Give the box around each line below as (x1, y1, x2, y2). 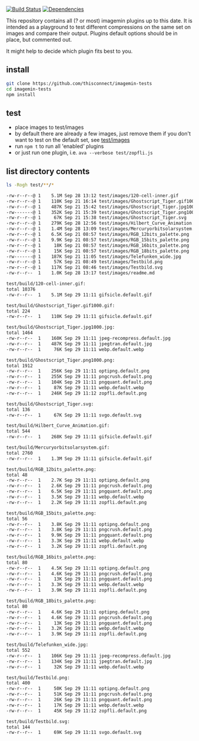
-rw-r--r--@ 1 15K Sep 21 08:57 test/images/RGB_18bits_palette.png (6, 248, 190, 254)
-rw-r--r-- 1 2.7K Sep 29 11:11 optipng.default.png (6, 477, 150, 484)
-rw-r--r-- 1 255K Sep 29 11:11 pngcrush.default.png (6, 374, 152, 380)
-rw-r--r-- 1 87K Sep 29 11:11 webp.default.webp (6, 385, 145, 391)
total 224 (6, 308, 31, 314)
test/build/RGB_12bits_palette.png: (6, 466, 97, 472)
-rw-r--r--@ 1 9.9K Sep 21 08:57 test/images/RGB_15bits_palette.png (6, 237, 190, 243)
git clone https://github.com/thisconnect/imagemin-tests (6, 80, 152, 86)
